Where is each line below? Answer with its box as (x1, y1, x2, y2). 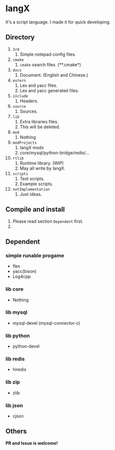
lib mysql (5, 309, 28, 316)
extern (12, 78, 26, 83)
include (12, 94, 28, 98)
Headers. (19, 98, 38, 104)
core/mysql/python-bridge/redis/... (19, 150, 89, 156)
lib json (5, 402, 23, 409)
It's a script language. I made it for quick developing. (5, 19, 111, 25)
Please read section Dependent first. (12, 218, 83, 224)
